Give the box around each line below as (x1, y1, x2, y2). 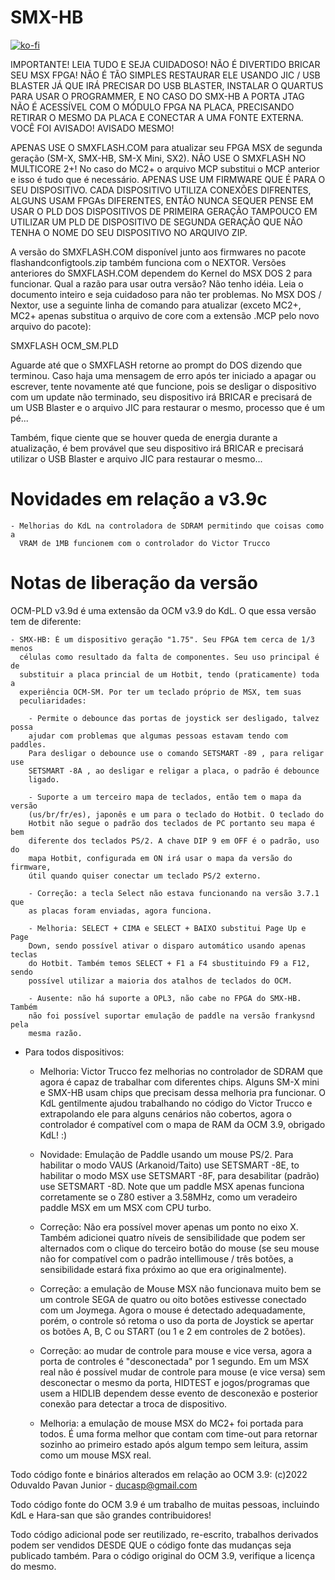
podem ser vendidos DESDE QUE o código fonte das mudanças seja (10, 1539, 292, 1551)
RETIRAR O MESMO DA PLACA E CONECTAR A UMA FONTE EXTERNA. (10, 111, 304, 123)
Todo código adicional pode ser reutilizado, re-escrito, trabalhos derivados (10, 1528, 319, 1540)
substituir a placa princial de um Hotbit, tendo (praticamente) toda (19, 669, 320, 680)
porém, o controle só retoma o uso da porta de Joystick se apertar (39, 1314, 314, 1326)
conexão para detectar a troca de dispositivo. (39, 1397, 228, 1410)
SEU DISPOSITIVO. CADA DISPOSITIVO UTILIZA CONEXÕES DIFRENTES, (10, 184, 312, 196)
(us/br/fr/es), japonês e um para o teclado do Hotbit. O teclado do (28, 809, 325, 820)
